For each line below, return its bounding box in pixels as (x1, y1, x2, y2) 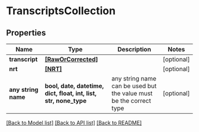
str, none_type (44, 96, 87, 105)
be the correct (111, 96, 151, 105)
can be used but (111, 82, 157, 90)
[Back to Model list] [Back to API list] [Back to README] (6, 120, 142, 126)
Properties (6, 28, 46, 38)
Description (117, 46, 152, 53)
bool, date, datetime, (44, 82, 104, 90)
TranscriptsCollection (6, 4, 116, 18)
